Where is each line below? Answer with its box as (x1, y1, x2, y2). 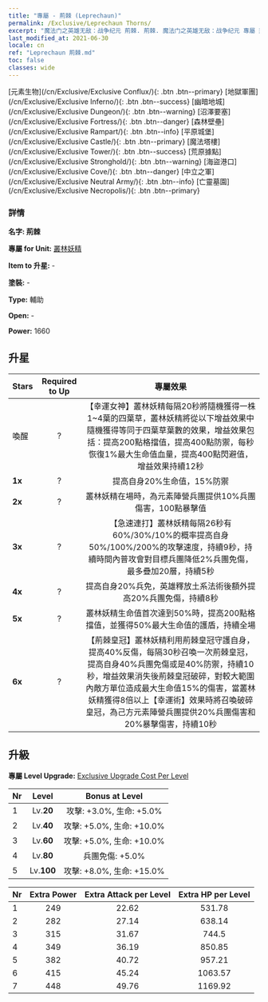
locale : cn (8, 42, 45, 50)
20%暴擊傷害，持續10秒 (124, 718, 218, 729)
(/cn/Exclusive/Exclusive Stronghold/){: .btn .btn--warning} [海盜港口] (8, 157, 238, 166)
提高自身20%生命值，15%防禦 (112, 475, 229, 486)
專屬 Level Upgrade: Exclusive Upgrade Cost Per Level (8, 771, 189, 780)
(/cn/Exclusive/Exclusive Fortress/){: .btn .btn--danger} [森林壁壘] (8, 117, 225, 126)
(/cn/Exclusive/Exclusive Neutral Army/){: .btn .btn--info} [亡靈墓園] (8, 177, 230, 186)
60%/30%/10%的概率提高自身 (112, 529, 229, 541)
